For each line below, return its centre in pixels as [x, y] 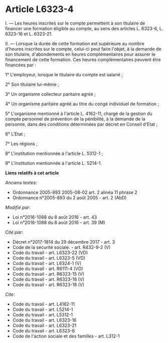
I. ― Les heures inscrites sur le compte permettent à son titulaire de [75, 23]
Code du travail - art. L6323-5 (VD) [49, 258]
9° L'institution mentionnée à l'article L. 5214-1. [53, 163]
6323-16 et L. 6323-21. [29, 34]
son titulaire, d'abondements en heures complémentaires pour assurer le [80, 54]
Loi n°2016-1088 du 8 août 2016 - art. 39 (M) [59, 222]
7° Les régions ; [22, 144]
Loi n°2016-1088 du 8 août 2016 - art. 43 [55, 217]
